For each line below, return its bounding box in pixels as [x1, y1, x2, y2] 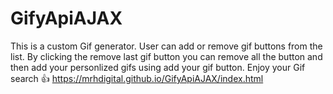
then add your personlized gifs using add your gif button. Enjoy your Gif [10, 61, 306, 73]
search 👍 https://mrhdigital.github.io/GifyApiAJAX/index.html [10, 72, 264, 84]
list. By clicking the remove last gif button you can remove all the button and [10, 50, 323, 62]
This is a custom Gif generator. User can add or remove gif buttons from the [10, 40, 323, 52]
